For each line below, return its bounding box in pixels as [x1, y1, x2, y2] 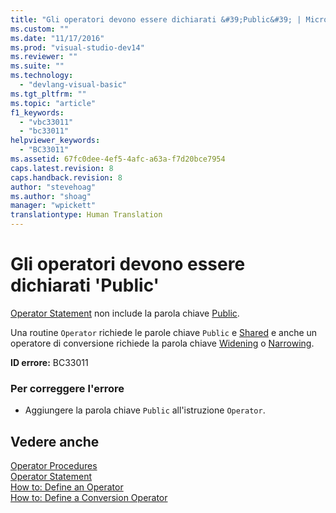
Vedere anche [10, 433, 100, 450]
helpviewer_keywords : [10, 136, 101, 146]
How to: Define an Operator [10, 481, 124, 493]
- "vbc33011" [19, 117, 74, 127]
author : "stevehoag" [10, 182, 97, 192]
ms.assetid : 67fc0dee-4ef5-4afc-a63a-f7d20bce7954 [10, 154, 226, 164]
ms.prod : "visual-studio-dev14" [10, 42, 145, 53]
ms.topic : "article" [10, 98, 97, 108]
